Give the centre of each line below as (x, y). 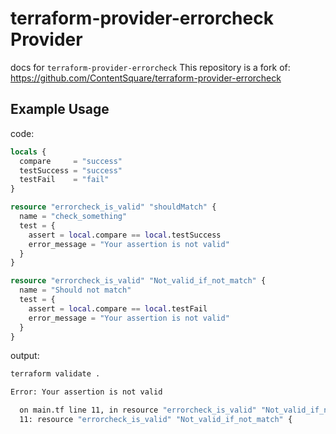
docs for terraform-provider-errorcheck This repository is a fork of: (150, 67)
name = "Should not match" (75, 290)
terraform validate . (55, 374)
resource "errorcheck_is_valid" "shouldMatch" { (113, 207)
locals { (28, 152)
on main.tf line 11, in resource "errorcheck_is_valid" (138, 410)
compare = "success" (71, 161)
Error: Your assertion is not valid (86, 392)
